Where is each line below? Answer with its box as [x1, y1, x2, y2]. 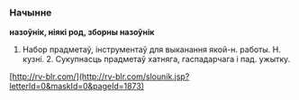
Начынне [9, 6, 52, 19]
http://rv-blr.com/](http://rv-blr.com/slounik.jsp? [12, 71, 190, 82]
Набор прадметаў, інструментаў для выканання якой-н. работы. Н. [22, 44, 281, 55]
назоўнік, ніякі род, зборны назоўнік [9, 27, 155, 38]
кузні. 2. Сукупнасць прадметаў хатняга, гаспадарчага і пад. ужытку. [22, 54, 291, 65]
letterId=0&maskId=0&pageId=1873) [9, 81, 145, 92]
